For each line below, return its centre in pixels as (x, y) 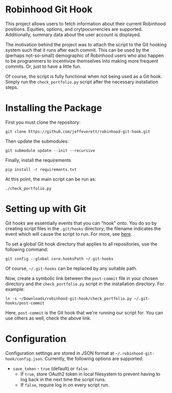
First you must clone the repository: (43, 122)
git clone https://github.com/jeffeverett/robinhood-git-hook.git (78, 132)
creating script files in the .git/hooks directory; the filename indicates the (83, 228)
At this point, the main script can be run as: (51, 179)
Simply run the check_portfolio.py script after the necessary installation (82, 82)
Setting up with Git (46, 209)
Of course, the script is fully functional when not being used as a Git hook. (84, 76)
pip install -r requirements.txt (41, 170)
